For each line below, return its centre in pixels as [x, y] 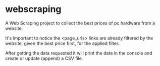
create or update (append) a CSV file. [44, 58]
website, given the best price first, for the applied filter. [62, 43]
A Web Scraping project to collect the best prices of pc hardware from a [80, 23]
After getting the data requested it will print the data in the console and [79, 53]
